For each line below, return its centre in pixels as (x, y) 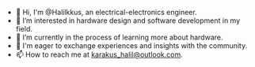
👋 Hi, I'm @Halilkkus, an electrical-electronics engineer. (106, 12)
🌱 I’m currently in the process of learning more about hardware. (119, 37)
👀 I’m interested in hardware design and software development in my (128, 20)
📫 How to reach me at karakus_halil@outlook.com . (99, 54)
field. (24, 29)
